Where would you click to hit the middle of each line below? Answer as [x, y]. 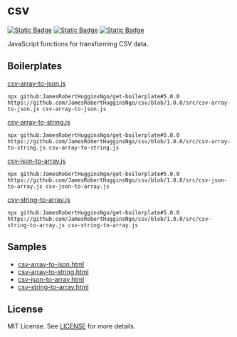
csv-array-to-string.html [53, 271]
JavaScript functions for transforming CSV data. [78, 43]
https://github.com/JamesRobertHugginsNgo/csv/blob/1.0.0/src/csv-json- [117, 180]
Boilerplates [35, 66]
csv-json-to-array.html [51, 279]
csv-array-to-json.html [51, 264]
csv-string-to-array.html [53, 286]
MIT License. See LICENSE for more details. [72, 326]
